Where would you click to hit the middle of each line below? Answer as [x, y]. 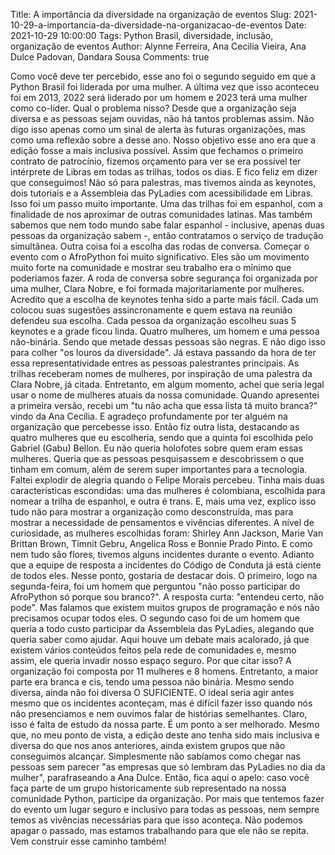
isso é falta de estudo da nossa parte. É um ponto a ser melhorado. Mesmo [165, 724]
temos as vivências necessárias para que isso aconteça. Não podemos [156, 820]
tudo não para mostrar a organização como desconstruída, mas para [152, 512]
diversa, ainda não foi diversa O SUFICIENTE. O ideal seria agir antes [152, 692]
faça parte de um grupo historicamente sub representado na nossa [148, 788]
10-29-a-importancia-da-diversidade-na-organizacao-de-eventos [146, 25]
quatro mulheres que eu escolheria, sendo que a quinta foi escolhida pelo [162, 437]
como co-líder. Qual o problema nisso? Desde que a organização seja [153, 108]
